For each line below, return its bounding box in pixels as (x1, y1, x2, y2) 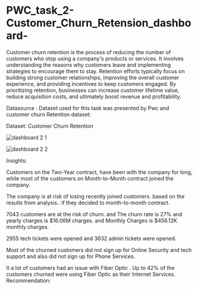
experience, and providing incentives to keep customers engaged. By (6, 80, 177, 87)
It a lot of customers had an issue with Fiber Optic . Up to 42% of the (6, 264, 175, 271)
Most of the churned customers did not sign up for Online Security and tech (6, 246, 192, 253)
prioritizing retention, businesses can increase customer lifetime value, (6, 86, 180, 94)
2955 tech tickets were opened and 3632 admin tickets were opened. (6, 235, 177, 242)
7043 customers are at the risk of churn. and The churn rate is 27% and (6, 210, 183, 217)
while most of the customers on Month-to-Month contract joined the (6, 175, 174, 182)
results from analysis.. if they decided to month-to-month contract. (6, 199, 170, 206)
